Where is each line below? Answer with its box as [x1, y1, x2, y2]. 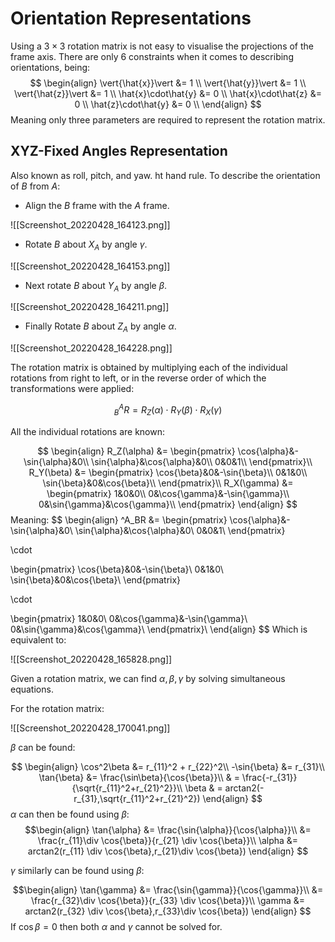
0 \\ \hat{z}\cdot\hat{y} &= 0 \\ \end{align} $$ [74, 98, 262, 110]
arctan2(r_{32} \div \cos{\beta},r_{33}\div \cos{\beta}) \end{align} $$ [24, 905, 312, 917]
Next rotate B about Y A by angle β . [24, 279, 168, 294]
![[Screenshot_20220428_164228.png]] [10, 342, 173, 354]
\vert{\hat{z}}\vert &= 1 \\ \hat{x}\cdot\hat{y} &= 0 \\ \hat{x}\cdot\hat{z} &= [14, 87, 322, 99]
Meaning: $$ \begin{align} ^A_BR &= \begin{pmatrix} [10, 513, 228, 526]
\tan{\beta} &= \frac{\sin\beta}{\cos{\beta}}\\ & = [38, 771, 240, 783]
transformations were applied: [10, 383, 135, 395]
